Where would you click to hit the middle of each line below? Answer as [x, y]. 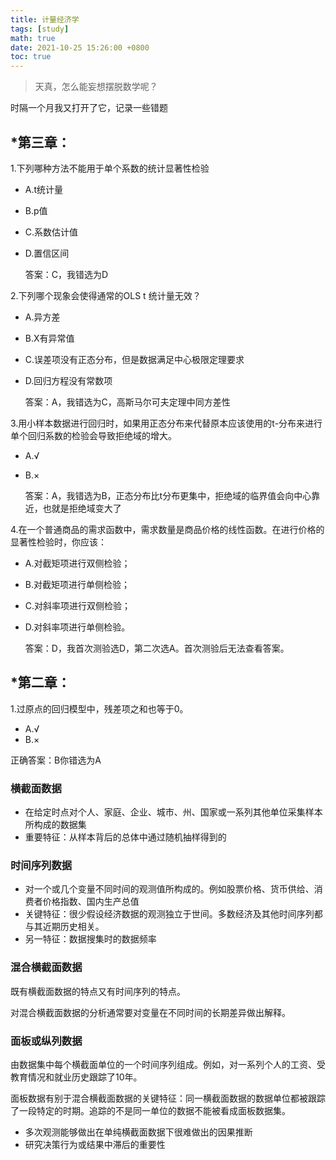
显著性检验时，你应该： [58, 542]
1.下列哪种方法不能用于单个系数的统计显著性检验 [110, 168]
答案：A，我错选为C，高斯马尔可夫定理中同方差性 [127, 402]
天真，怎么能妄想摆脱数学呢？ [96, 87]
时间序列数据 [41, 865]
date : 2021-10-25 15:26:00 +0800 [80, 47]
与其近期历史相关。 [64, 927]
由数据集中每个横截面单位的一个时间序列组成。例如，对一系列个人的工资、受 [168, 1064]
